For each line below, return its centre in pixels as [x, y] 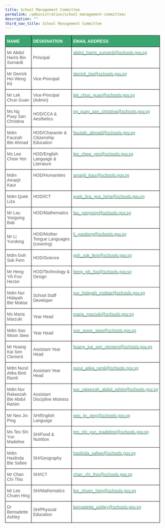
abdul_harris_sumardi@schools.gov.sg [110, 53]
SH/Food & [44, 435]
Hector [14, 282]
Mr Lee [14, 491]
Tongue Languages [52, 239]
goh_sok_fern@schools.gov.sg [102, 255]
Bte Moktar [17, 303]
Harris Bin [16, 58]
